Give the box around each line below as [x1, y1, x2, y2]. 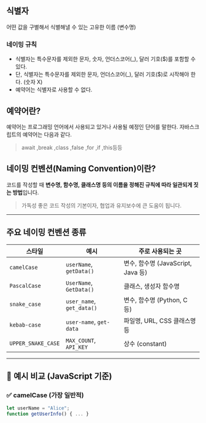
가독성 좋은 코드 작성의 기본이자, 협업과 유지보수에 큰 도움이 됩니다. [21, 201, 182, 209]
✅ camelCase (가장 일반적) [6, 390, 84, 399]
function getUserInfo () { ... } [6, 411, 89, 417]
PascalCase [9, 282, 41, 289]
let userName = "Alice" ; [6, 405, 70, 411]
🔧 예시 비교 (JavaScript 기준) [6, 371, 112, 381]
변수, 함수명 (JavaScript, [123, 258, 192, 267]
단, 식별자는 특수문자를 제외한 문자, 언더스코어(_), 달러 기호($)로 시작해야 [15, 71, 189, 78]
